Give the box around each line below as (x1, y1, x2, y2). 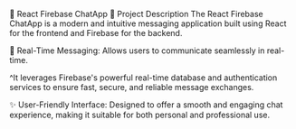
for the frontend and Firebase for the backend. (9, 28, 183, 38)
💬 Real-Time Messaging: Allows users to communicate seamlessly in (9, 45, 265, 56)
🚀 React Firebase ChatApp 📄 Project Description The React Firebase (9, 9, 264, 19)
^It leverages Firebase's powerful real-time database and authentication (9, 72, 278, 83)
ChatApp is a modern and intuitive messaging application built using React (9, 18, 287, 29)
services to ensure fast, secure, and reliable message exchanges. (9, 82, 254, 92)
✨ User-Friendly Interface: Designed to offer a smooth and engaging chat (9, 99, 283, 110)
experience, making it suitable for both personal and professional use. (9, 109, 270, 120)
